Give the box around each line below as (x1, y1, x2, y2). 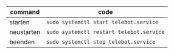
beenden (9, 38, 35, 46)
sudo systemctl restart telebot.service (46, 29, 165, 35)
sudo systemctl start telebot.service (46, 19, 159, 25)
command (10, 8, 40, 16)
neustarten (9, 28, 41, 36)
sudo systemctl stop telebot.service (46, 39, 156, 45)
